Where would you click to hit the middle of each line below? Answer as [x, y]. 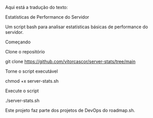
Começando [18, 42]
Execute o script [22, 91]
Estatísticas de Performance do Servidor [47, 17]
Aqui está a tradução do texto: [36, 7]
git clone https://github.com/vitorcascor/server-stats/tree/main [70, 62]
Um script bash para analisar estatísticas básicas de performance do [77, 27]
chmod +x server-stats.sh [32, 81]
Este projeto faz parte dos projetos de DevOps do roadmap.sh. [70, 110]
